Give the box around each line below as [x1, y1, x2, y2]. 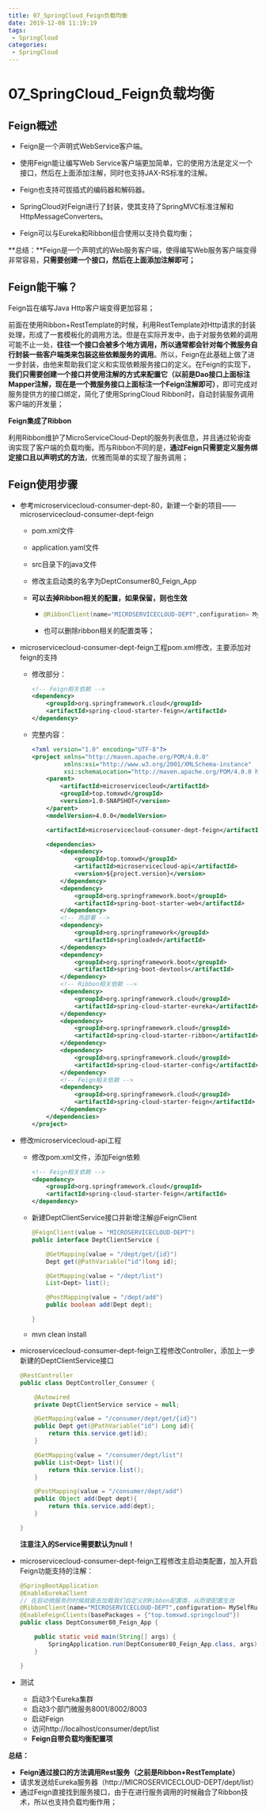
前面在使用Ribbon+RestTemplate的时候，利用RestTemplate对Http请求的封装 [8, 320, 256, 329]
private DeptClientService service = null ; [34, 1401, 180, 1409]
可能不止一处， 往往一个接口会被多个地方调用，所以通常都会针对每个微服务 [8, 340, 251, 349]
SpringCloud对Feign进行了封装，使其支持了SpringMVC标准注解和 [19, 202, 234, 211]
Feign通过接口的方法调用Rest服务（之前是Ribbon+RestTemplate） [19, 1767, 240, 1777]
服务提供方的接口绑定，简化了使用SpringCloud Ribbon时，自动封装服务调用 [8, 389, 255, 398]
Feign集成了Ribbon [8, 416, 72, 425]
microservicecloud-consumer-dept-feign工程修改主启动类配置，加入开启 [19, 1556, 258, 1565]
